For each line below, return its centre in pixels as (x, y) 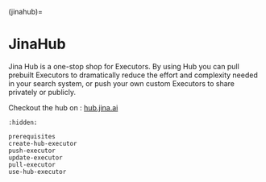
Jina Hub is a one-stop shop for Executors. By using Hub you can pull (124, 66)
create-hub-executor (43, 143)
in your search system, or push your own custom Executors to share (122, 83)
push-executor (32, 151)
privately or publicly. (42, 92)
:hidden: (23, 122)
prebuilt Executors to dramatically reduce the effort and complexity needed (133, 75)
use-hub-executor (37, 172)
